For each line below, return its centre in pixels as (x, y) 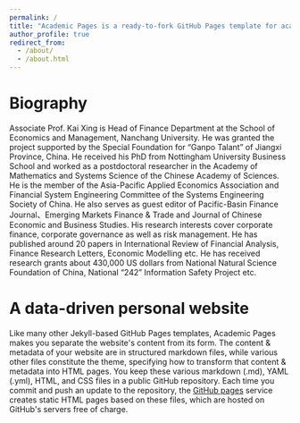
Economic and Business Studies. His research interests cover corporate (141, 224)
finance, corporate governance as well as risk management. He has (133, 234)
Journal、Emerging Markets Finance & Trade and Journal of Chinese (136, 215)
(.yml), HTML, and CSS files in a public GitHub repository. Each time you (142, 380)
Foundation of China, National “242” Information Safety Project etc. (133, 272)
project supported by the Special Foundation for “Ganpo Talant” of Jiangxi (146, 147)
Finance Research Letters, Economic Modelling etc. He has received (135, 253)
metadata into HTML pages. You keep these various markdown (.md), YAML (149, 371)
